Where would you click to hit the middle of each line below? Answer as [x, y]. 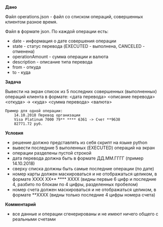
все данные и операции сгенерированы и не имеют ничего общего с [85, 214]
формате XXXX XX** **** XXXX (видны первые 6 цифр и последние [84, 179]
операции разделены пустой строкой [52, 153]
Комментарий [20, 204]
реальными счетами [34, 219]
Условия [14, 133]
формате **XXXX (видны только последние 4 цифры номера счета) [84, 195]
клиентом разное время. [31, 22]
